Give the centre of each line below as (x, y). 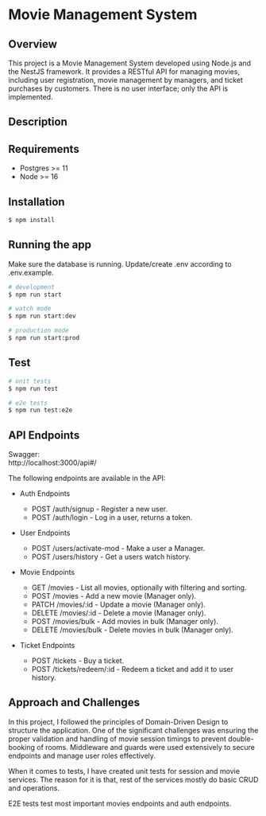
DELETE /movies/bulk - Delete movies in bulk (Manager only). (133, 630)
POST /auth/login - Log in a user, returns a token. (112, 517)
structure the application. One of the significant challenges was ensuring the (133, 730)
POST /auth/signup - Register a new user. (100, 509)
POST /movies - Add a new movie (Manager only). (114, 596)
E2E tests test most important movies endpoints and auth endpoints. (120, 803)
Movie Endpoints (47, 572)
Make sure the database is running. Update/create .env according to (120, 264)
